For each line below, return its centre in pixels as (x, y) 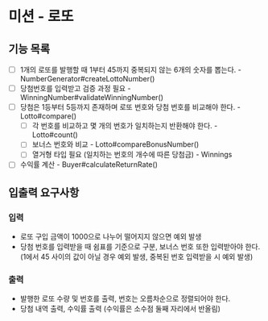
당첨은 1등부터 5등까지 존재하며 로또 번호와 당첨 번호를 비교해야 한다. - (130, 107)
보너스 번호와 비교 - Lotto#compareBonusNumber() (115, 144)
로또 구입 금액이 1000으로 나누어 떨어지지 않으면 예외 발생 (111, 237)
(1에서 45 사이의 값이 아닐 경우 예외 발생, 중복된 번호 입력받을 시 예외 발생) (136, 257)
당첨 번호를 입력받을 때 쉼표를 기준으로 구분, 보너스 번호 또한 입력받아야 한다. (140, 247)
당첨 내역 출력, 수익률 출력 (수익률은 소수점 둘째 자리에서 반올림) (120, 309)
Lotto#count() (55, 135)
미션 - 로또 (41, 17)
